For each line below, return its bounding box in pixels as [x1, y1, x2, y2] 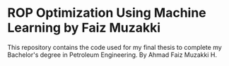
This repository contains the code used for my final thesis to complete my [7, 43, 223, 51]
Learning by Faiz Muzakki [7, 20, 161, 36]
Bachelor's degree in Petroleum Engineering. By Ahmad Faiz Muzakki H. [7, 51, 218, 59]
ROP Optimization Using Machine [7, 5, 206, 21]
